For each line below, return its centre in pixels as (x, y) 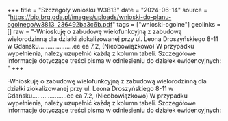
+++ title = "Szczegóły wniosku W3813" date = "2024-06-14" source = (107, 10)
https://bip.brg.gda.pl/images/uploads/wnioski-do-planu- (91, 17)
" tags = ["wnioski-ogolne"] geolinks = (166, 24)
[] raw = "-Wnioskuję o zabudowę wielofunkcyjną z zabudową (95, 31)
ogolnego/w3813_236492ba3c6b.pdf (60, 24)
